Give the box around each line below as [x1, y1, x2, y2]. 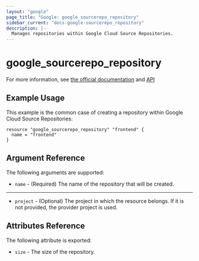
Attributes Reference [6, 221, 85, 231]
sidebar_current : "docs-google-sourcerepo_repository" [6, 20, 145, 26]
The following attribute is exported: [6, 237, 92, 244]
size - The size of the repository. [14, 248, 95, 255]
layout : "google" [6, 8, 49, 15]
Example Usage [6, 93, 65, 103]
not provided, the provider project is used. [14, 203, 118, 211]
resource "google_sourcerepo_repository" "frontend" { [6, 126, 145, 132]
